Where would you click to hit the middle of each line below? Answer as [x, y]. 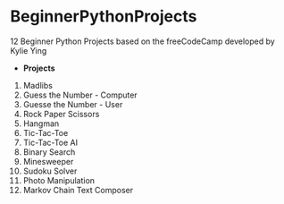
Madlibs [38, 85]
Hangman [41, 123]
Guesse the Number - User [73, 104]
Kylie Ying [29, 50]
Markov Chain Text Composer [78, 190]
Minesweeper [48, 161]
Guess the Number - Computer [80, 95]
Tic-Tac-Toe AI [50, 142]
